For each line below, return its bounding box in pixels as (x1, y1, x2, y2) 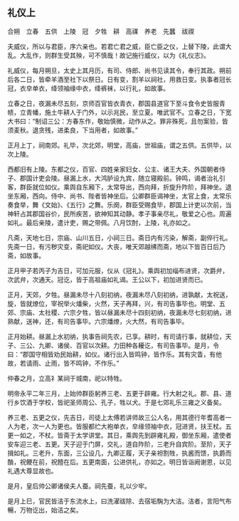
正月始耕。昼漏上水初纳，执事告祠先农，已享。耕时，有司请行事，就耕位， (7, 332, 225, 340)
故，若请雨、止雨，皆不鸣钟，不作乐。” (7, 359, 119, 367)
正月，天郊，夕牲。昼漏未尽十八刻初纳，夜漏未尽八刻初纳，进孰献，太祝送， (7, 290, 232, 299)
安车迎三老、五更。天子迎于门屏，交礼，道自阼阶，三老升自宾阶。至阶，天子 (7, 440, 232, 448)
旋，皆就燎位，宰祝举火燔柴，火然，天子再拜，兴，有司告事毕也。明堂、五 (7, 299, 225, 307)
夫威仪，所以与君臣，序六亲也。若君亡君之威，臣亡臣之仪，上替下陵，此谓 (7, 42, 225, 51)
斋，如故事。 (7, 251, 45, 260)
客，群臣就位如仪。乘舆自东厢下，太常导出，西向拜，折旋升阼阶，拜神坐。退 (7, 182, 232, 191)
